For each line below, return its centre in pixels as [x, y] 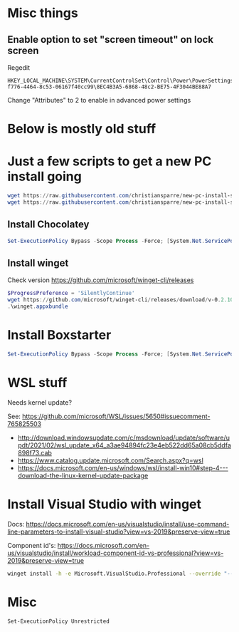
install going [44, 177]
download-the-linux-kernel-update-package [83, 475]
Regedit [19, 68]
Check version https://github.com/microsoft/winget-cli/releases [101, 280]
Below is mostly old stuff [82, 129]
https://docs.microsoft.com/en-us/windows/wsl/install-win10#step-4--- [123, 467]
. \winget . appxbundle [38, 307]
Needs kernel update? [40, 402]
